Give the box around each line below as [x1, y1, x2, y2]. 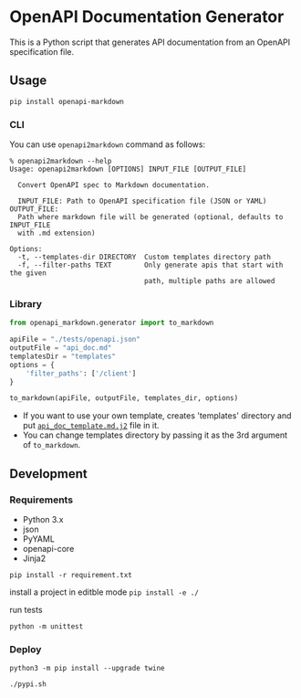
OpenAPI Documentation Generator [9, 6, 285, 27]
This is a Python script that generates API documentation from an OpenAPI [9, 37, 291, 48]
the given [9, 269, 47, 278]
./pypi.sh [9, 680, 47, 689]
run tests [9, 605, 43, 616]
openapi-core [22, 544, 75, 555]
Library [9, 297, 43, 310]
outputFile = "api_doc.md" [9, 344, 112, 353]
